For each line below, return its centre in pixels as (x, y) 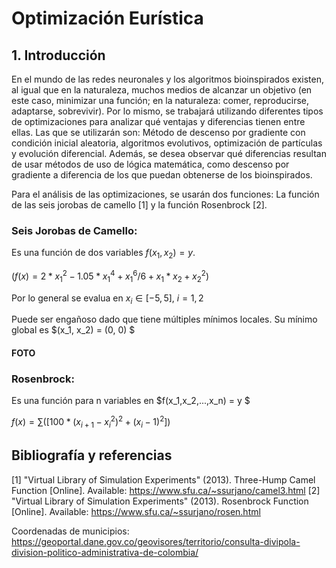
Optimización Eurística (107, 18)
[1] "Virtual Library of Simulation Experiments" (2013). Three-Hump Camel (163, 479)
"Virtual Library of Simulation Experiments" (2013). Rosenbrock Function (160, 501)
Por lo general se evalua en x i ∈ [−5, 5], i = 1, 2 (107, 299)
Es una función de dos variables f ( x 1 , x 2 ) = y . (103, 254)
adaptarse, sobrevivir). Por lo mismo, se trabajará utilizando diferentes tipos (167, 111)
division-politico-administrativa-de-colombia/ (105, 552)
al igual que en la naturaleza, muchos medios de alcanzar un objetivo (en (162, 90)
